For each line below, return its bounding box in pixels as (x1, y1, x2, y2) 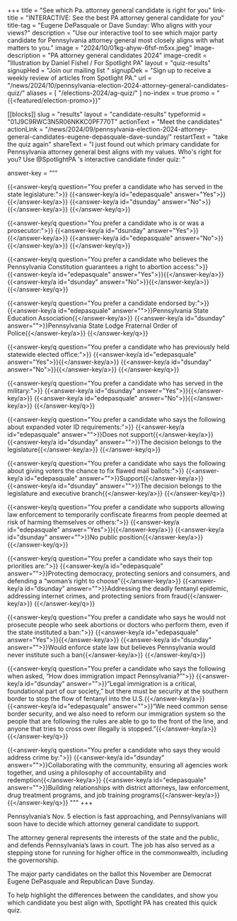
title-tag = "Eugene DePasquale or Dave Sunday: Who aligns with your (7, 21, 212, 29)
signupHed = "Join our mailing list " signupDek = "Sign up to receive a (7, 67, 212, 74)
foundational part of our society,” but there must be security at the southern (7, 687, 229, 695)
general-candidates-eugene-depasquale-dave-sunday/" (7, 132, 172, 141)
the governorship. (7, 856, 59, 864)
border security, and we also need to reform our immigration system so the (7, 709, 226, 718)
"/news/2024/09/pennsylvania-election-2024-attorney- (45, 125, 208, 133)
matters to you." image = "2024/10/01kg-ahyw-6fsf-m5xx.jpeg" (7, 44, 192, 52)
